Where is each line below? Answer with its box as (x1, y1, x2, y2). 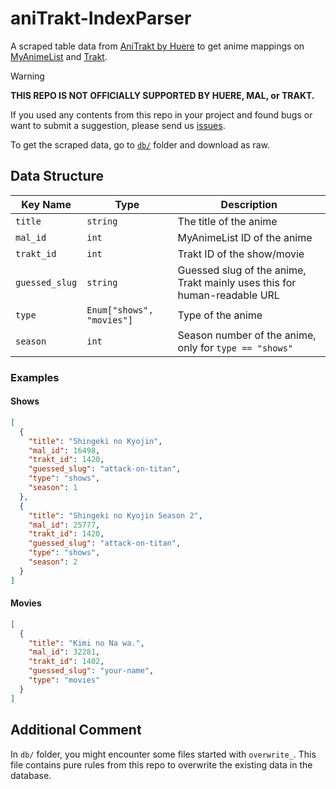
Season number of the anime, (177, 328, 317, 342)
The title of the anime (177, 214, 278, 228)
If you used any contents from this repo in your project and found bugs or (10, 108, 313, 121)
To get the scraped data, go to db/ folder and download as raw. (10, 138, 270, 151)
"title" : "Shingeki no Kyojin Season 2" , (28, 510, 203, 521)
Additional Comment (10, 722, 142, 739)
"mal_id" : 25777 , (28, 520, 101, 530)
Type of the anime (177, 308, 263, 322)
